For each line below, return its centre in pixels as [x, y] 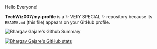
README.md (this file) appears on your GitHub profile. [58, 22]
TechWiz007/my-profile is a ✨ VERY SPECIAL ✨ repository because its [79, 16]
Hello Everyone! [21, 7]
